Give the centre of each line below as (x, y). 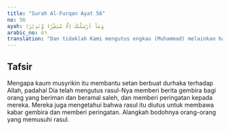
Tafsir (20, 67)
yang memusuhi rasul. (38, 119)
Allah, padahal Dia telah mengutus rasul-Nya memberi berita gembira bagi (112, 90)
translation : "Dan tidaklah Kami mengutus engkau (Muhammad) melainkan (111, 39)
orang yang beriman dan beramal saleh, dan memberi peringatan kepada (110, 97)
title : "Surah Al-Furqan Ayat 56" (56, 13)
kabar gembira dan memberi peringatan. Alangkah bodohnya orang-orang (112, 112)
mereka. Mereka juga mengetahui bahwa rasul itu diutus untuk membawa (111, 105)
